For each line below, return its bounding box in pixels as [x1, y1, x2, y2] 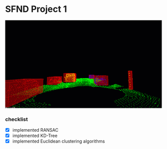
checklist [5, 116, 28, 123]
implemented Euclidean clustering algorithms [12, 138, 105, 145]
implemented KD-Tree [12, 133, 58, 139]
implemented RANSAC [12, 127, 59, 133]
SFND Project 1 [5, 3, 67, 15]
